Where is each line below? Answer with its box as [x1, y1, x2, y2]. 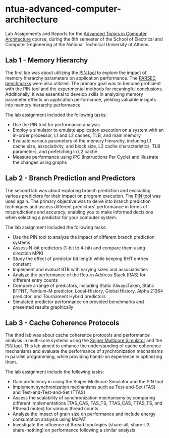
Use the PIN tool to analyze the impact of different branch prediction [12, 234, 155, 240]
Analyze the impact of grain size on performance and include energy [12, 411, 156, 417]
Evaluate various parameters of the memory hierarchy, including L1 [12, 137, 151, 143]
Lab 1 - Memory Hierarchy [5, 56, 88, 65]
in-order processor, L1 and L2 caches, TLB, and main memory [12, 132, 141, 138]
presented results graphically [12, 304, 74, 310]
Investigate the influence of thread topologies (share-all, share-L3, [12, 422, 151, 428]
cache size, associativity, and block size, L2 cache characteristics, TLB [12, 143, 160, 149]
